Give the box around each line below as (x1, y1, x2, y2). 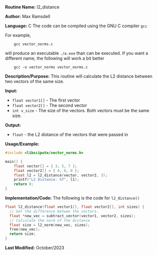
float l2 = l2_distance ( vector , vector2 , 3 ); (14, 172, 108, 178)
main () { (5, 159, 23, 164)
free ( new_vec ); (9, 227, 40, 232)
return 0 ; (14, 182, 34, 187)
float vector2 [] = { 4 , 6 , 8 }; (14, 168, 79, 173)
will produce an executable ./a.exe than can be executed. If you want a (5, 51, 148, 56)
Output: (5, 122, 21, 128)
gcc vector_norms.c (14, 42, 53, 47)
